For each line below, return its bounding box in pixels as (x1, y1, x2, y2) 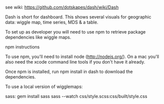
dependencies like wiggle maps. (5, 34, 71, 40)
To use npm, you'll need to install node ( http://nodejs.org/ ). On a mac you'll (5, 53, 160, 59)
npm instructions (5, 44, 40, 49)
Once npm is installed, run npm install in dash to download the (5, 68, 133, 74)
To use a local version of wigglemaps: (5, 83, 83, 89)
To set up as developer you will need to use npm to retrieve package (5, 29, 146, 34)
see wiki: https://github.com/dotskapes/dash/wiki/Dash (5, 4, 119, 10)
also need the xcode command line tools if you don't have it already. (5, 59, 146, 64)
